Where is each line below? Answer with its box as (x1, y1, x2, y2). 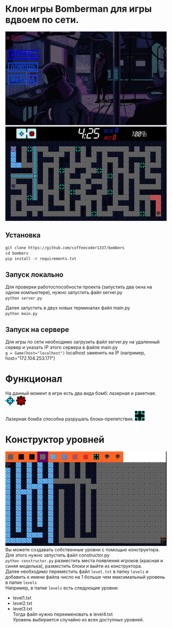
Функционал (5, 373, 62, 385)
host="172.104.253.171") (5, 355, 55, 361)
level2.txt (12, 600, 32, 606)
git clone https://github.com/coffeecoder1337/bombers (5, 245, 125, 251)
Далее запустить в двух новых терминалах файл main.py (5, 305, 131, 311)
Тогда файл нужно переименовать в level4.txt (12, 611, 113, 617)
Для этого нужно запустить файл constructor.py (5, 552, 110, 558)
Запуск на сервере (5, 325, 69, 334)
